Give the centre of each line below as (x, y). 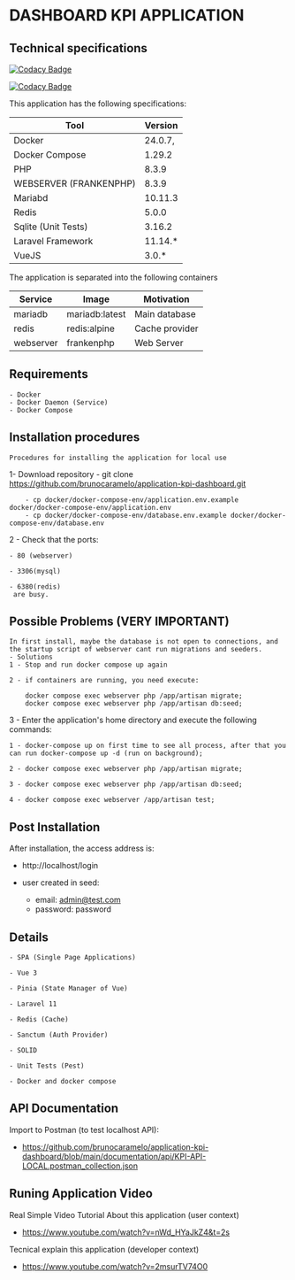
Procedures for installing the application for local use (118, 458)
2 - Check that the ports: (54, 539)
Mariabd (31, 198)
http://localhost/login (60, 866)
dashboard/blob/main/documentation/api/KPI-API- (114, 1156)
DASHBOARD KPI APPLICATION (127, 15)
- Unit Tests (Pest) (47, 1066)
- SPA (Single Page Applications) (73, 958)
